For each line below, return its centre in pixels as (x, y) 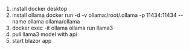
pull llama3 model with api (44, 34)
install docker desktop (40, 9)
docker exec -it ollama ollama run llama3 (62, 28)
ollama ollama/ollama (54, 21)
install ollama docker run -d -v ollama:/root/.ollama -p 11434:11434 (94, 15)
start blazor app (32, 41)
